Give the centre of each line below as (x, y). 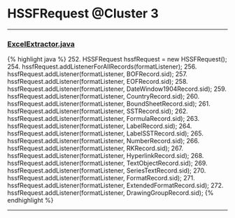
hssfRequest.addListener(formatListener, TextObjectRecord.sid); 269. (107, 163)
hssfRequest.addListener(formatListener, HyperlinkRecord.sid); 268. (106, 156)
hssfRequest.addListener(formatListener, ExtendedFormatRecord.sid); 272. (115, 186)
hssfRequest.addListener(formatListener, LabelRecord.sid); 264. (100, 126)
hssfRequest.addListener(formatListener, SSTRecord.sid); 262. (98, 111)
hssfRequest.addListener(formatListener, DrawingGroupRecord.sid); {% (111, 193)
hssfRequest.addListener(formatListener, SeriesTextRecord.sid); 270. (107, 170)
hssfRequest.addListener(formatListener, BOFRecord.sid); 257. (97, 74)
